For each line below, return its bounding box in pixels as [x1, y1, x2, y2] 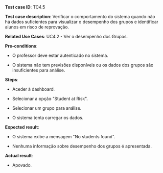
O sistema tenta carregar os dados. [12, 115, 84, 121]
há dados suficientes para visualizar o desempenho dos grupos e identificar [5, 19, 159, 25]
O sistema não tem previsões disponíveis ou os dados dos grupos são [12, 62, 154, 68]
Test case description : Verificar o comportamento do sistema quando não [5, 14, 155, 19]
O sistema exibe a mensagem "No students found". [12, 134, 116, 139]
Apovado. [12, 162, 32, 168]
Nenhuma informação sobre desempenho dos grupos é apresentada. [12, 143, 152, 149]
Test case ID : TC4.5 [5, 4, 46, 10]
